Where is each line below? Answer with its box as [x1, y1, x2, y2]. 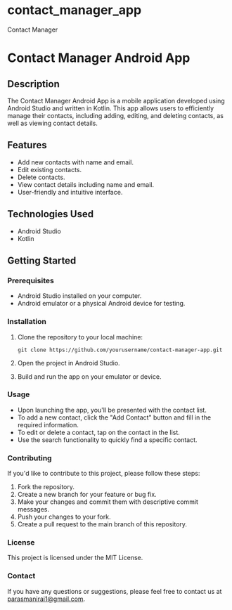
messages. [17, 505, 50, 514]
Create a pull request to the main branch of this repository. [17, 520, 188, 528]
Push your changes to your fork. [17, 512, 111, 521]
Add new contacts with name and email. [17, 157, 134, 167]
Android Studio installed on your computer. [17, 292, 142, 300]
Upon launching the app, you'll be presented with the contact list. [17, 405, 207, 414]
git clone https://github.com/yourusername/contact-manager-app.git [17, 346, 223, 353]
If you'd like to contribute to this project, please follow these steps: [7, 469, 200, 478]
